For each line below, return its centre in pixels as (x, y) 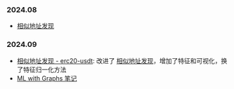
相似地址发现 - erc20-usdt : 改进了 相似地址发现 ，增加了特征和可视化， (119, 60)
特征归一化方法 (45, 69)
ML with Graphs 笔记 (47, 78)
